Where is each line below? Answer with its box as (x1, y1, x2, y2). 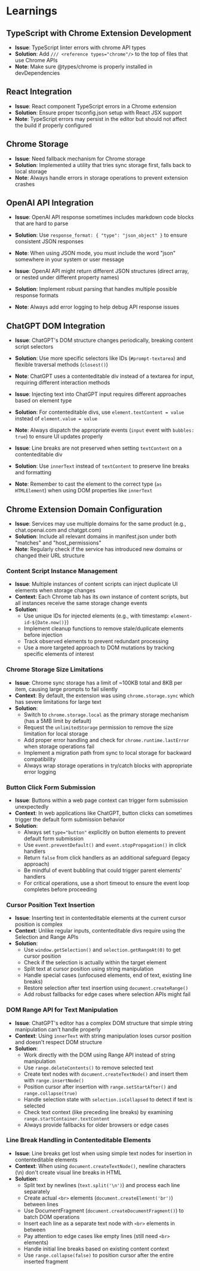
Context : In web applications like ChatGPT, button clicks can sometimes (14, 809, 193, 816)
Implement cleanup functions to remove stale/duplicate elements (23, 625, 184, 633)
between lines (23, 1200, 59, 1208)
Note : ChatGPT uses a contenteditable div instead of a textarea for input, (14, 373, 195, 380)
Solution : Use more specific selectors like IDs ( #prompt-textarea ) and (14, 355, 186, 362)
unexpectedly (14, 803, 49, 810)
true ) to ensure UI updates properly (14, 433, 103, 440)
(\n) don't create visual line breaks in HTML (14, 1169, 122, 1176)
